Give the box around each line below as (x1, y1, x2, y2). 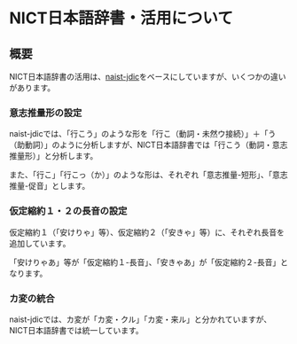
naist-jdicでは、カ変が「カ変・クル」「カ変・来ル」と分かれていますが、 (9, 314, 272, 324)
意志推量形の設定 (9, 106, 82, 119)
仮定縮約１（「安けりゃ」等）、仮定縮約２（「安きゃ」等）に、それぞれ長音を (9, 227, 285, 238)
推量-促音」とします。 (9, 181, 90, 192)
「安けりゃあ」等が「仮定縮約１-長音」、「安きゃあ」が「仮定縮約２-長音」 (9, 256, 281, 267)
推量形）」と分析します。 (9, 151, 98, 161)
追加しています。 (9, 238, 71, 248)
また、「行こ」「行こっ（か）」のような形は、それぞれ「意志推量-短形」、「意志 (9, 169, 288, 180)
